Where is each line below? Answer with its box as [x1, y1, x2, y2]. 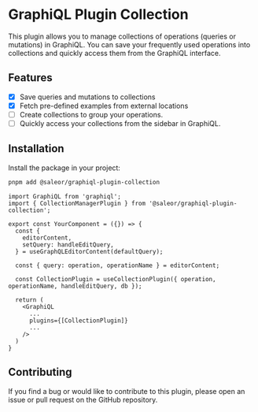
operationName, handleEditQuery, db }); [8, 282, 143, 290]
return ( [15, 295, 44, 304]
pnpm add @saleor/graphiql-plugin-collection [8, 178, 160, 186]
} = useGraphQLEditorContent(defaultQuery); [15, 247, 164, 255]
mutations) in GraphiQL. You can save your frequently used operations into [8, 39, 251, 49]
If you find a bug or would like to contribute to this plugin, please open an [8, 386, 245, 395]
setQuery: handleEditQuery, [22, 240, 114, 249]
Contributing [8, 366, 72, 379]
